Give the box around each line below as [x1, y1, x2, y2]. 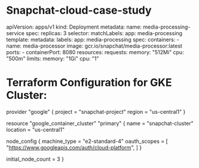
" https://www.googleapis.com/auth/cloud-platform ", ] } [6, 144, 142, 151]
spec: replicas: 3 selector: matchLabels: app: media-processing [26, 29, 183, 36]
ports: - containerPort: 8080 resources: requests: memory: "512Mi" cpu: [6, 48, 184, 55]
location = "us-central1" [6, 126, 65, 133]
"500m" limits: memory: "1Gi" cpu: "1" [6, 55, 99, 62]
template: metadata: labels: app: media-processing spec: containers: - [6, 36, 179, 43]
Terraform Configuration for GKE [6, 76, 172, 89]
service [6, 29, 25, 36]
